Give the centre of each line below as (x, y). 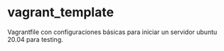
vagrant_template (61, 12)
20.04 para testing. (36, 39)
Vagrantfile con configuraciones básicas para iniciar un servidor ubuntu (112, 32)
